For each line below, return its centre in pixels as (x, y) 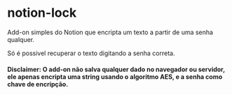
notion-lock (42, 13)
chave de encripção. (38, 84)
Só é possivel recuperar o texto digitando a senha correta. (91, 53)
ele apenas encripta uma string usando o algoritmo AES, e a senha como (115, 76)
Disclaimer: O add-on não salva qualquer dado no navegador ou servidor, (116, 69)
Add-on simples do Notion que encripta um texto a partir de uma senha (110, 32)
